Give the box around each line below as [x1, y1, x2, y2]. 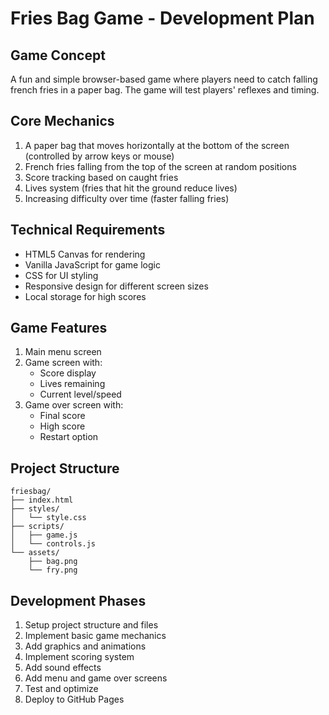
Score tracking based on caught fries [24, 171, 179, 183]
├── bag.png [28, 557, 78, 567]
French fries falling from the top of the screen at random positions [24, 160, 297, 172]
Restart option [39, 431, 99, 443]
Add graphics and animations [24, 640, 147, 652]
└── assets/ [10, 548, 60, 558]
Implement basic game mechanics [24, 630, 167, 642]
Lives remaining [39, 378, 106, 390]
